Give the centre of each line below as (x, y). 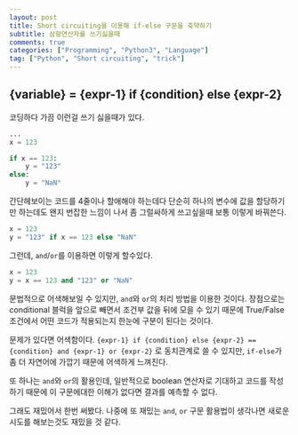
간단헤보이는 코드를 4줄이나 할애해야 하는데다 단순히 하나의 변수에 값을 (132, 202)
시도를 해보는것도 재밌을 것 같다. (65, 422)
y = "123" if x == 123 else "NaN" (73, 237)
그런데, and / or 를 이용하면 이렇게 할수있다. (81, 255)
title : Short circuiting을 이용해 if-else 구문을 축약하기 (110, 26)
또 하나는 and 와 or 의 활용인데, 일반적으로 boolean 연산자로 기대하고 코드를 (138, 380)
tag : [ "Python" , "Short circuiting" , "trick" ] (97, 59)
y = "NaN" (44, 183)
